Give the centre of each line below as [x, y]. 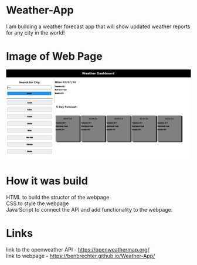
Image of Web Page [54, 57]
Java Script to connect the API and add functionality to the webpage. [89, 209]
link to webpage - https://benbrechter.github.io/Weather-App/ [81, 256]
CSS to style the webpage [38, 203]
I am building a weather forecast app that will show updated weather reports [98, 26]
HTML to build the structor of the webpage [58, 197]
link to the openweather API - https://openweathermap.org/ [78, 249]
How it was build [47, 181]
